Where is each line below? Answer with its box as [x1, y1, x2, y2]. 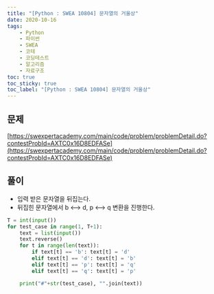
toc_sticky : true [7, 80, 57, 87]
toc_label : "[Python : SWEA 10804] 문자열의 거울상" [7, 86, 151, 93]
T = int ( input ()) [7, 217, 57, 224]
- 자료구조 [19, 67, 45, 74]
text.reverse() [19, 236, 63, 243]
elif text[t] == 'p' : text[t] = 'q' [32, 261, 136, 268]
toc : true [7, 73, 36, 81]
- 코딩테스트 [19, 55, 49, 62]
